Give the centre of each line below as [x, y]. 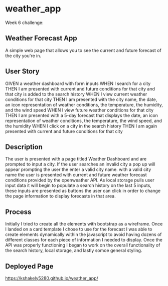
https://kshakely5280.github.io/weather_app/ [52, 278]
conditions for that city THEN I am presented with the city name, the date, [81, 99]
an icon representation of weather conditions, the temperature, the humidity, [84, 104]
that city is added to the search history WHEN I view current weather [76, 94]
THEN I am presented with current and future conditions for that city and [80, 88]
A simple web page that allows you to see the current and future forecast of [83, 50]
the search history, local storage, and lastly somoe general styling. [74, 250]
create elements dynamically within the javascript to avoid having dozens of [83, 234]
